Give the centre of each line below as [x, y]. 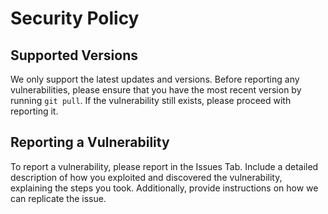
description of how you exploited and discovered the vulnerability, [146, 177]
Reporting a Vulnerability [90, 142]
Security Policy [75, 18]
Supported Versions [74, 55]
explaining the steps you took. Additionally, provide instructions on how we [164, 188]
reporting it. [34, 111]
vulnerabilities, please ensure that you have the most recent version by [156, 90]
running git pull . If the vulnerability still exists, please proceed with [151, 100]
